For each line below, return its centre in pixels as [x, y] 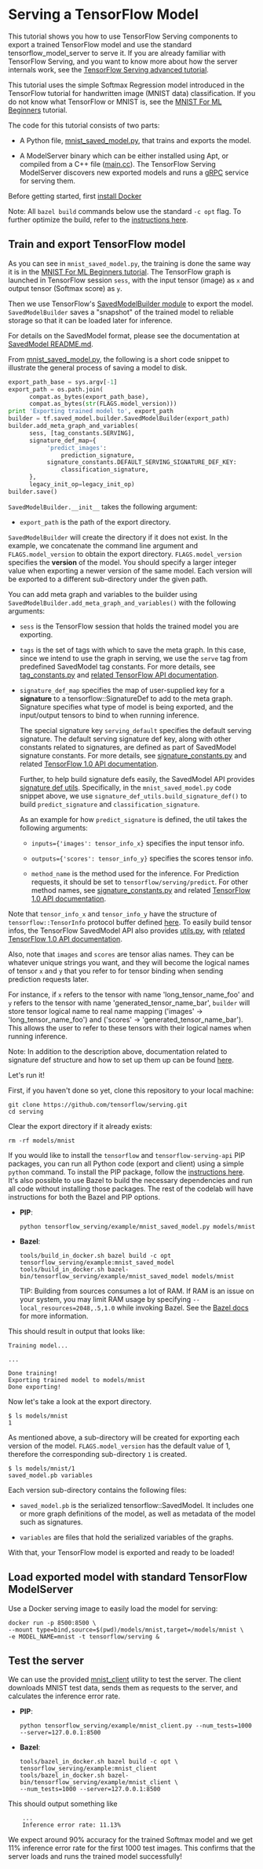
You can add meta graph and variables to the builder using [103, 594]
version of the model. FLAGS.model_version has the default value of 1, [119, 1446]
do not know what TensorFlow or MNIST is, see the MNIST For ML [115, 101]
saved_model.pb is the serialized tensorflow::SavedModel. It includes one [137, 1505]
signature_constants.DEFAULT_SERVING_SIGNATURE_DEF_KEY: [142, 463]
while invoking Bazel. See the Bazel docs [183, 1307]
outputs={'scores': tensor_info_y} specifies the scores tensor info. [142, 858]
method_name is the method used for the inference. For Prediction [135, 873]
